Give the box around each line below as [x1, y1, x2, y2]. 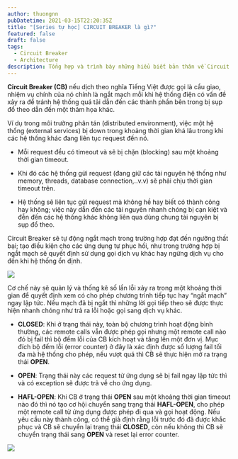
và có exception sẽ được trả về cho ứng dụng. [17, 378, 152, 387]
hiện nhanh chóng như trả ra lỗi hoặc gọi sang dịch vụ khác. [7, 306, 183, 314]
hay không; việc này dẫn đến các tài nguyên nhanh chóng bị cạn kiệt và [17, 205, 228, 213]
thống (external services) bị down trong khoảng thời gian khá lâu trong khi [7, 126, 224, 135]
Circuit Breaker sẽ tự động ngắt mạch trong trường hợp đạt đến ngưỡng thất [7, 234, 229, 242]
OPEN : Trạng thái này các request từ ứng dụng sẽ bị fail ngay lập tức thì [17, 371, 227, 380]
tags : [7, 43, 23, 50]
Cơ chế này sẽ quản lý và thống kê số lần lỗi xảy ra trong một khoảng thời [7, 283, 222, 292]
